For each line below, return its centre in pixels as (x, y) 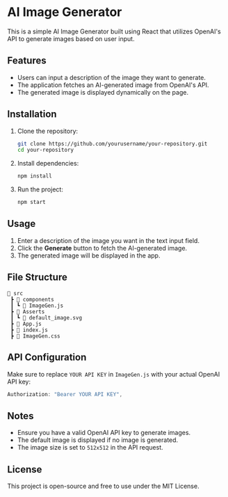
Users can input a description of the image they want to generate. (112, 77)
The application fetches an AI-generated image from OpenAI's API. (113, 85)
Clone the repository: (48, 131)
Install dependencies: (48, 164)
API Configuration (47, 357)
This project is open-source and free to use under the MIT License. (103, 486)
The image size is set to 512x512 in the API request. (90, 448)
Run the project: (40, 189)
